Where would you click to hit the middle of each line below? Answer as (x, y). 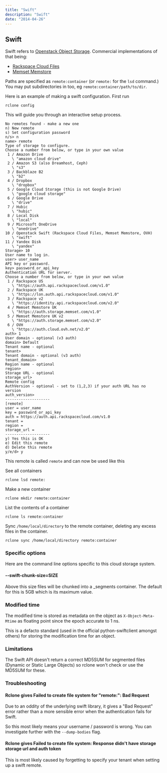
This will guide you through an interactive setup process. (64, 115)
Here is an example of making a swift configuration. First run (67, 96)
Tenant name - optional (30, 347)
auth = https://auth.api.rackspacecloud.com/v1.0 (58, 417)
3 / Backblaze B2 (25, 172)
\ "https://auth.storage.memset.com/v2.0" (56, 321)
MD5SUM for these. (26, 671)
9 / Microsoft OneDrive (32, 225)
